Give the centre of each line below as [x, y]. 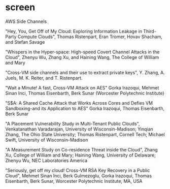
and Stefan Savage [25, 42]
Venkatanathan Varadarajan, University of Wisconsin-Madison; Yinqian [79, 129]
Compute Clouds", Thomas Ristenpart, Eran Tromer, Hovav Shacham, [90, 37]
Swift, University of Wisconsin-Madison [47, 140]
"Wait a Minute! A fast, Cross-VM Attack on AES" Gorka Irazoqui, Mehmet [82, 87]
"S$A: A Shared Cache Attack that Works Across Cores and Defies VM [79, 103]
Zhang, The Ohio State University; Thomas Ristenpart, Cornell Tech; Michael [85, 134]
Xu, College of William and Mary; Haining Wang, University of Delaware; [80, 155]
